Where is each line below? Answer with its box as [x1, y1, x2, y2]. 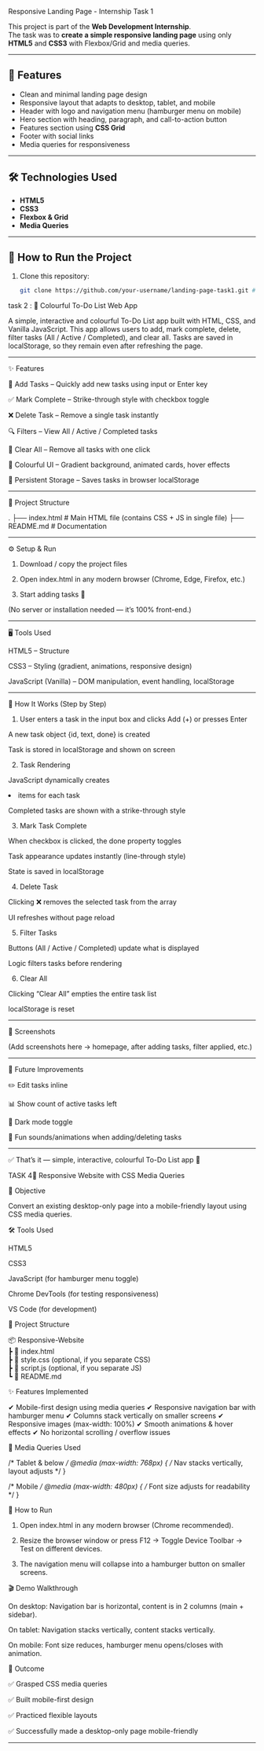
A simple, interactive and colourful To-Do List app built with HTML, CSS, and [8, 316, 256, 325]
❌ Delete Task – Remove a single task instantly [8, 410, 159, 420]
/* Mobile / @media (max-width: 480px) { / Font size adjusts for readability [8, 1481, 251, 1492]
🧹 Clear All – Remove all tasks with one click [8, 445, 151, 454]
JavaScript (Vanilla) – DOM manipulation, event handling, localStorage [8, 677, 235, 686]
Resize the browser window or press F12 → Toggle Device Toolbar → [19, 1536, 243, 1545]
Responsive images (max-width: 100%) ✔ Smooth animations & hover [8, 1419, 233, 1429]
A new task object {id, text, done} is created [8, 730, 151, 740]
